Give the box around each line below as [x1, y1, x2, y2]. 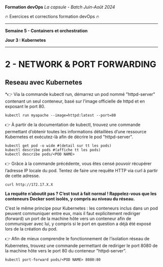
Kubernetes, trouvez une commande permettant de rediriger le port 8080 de [5, 243, 158, 249]
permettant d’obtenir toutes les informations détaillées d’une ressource [5, 129, 147, 134]
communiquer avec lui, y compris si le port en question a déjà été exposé [5, 221, 151, 227]
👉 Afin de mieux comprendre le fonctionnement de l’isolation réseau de [5, 236, 149, 241]
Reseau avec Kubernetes [5, 78, 82, 87]
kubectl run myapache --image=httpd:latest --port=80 [5, 113, 116, 118]
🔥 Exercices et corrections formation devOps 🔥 [5, 14, 99, 19]
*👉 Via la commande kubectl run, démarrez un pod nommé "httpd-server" [5, 91, 155, 97]
